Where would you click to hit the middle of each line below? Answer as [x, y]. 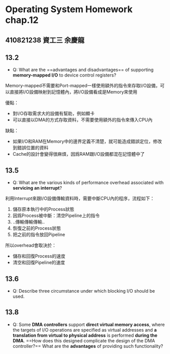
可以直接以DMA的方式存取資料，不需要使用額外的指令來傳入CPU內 [82, 120]
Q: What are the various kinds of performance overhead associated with [88, 183]
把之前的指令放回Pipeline [39, 235]
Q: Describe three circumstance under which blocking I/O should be [84, 291]
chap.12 [22, 20]
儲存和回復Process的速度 [39, 256]
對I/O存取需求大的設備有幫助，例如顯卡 [54, 114]
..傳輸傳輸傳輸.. [28, 222]
